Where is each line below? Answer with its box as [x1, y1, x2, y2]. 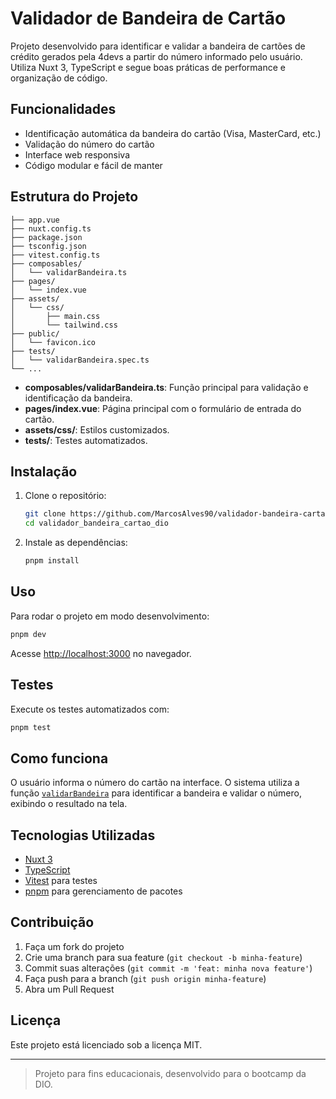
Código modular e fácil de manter [24, 159, 163, 171]
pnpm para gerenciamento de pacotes [24, 885, 183, 897]
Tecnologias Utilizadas [10, 827, 156, 844]
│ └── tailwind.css [10, 320, 118, 330]
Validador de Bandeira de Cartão [10, 7, 287, 30]
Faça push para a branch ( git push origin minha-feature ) [24, 972, 267, 984]
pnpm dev [10, 629, 47, 639]
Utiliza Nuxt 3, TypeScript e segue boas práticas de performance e [10, 61, 287, 73]
